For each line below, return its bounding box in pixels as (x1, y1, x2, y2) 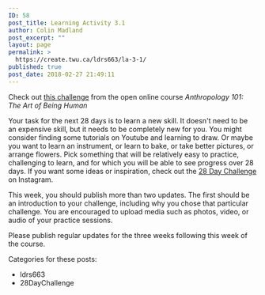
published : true (8, 63, 62, 71)
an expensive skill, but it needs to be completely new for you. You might (8, 124, 243, 134)
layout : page (8, 41, 51, 49)
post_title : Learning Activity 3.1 (8, 19, 126, 27)
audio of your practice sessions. (8, 215, 113, 225)
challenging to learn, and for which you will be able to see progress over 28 (8, 157, 255, 167)
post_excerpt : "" (8, 33, 66, 42)
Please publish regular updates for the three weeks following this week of (8, 230, 248, 240)
